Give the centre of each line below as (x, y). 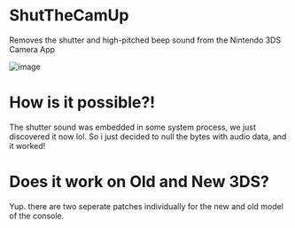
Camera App (32, 49)
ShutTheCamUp (69, 16)
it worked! (27, 145)
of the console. (37, 216)
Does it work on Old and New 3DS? (140, 182)
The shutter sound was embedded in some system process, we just (133, 127)
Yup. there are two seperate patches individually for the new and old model (146, 206)
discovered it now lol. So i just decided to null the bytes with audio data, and (148, 136)
